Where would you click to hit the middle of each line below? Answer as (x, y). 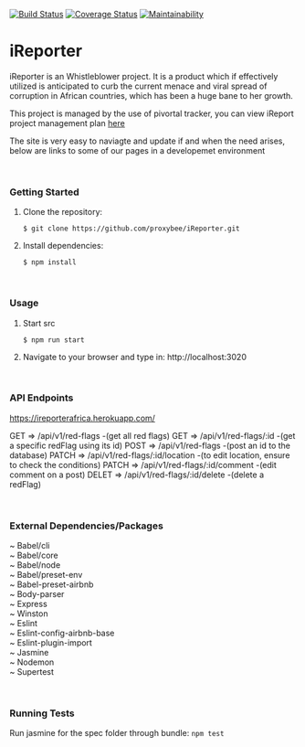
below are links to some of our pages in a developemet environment (137, 150)
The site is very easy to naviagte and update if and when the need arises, (147, 141)
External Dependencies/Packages (87, 526)
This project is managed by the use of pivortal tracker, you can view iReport (152, 113)
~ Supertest (32, 672)
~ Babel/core (34, 555)
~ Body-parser (37, 594)
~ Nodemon (32, 662)
